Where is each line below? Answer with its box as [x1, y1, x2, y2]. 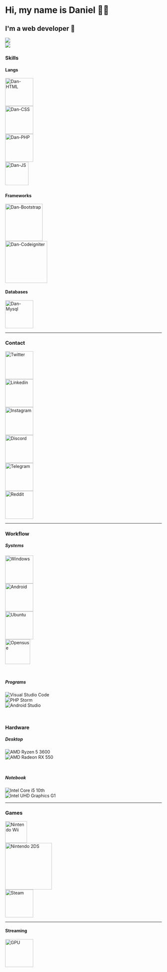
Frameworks [5, 192, 32, 198]
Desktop [5, 736, 23, 742]
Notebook [5, 775, 26, 781]
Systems [5, 542, 24, 548]
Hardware [5, 724, 30, 731]
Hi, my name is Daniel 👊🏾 [5, 4, 109, 16]
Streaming [5, 928, 27, 934]
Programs [5, 679, 26, 685]
